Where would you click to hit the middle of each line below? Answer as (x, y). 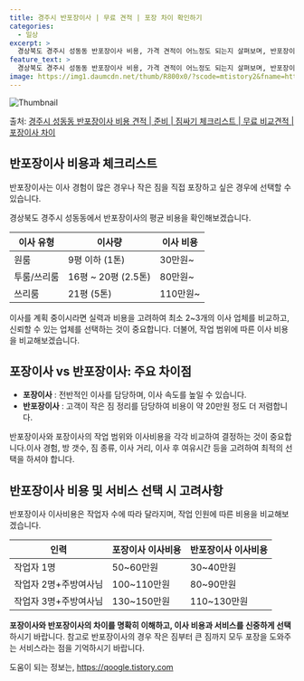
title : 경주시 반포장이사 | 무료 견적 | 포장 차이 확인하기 (106, 18)
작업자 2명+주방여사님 (59, 584)
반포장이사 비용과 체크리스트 (84, 164)
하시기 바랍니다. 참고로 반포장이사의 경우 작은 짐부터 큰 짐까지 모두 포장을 (138, 637)
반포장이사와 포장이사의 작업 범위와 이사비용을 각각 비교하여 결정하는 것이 (139, 437)
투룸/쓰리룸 (37, 277)
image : (22, 77)
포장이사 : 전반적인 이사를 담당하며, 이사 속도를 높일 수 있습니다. (134, 395)
